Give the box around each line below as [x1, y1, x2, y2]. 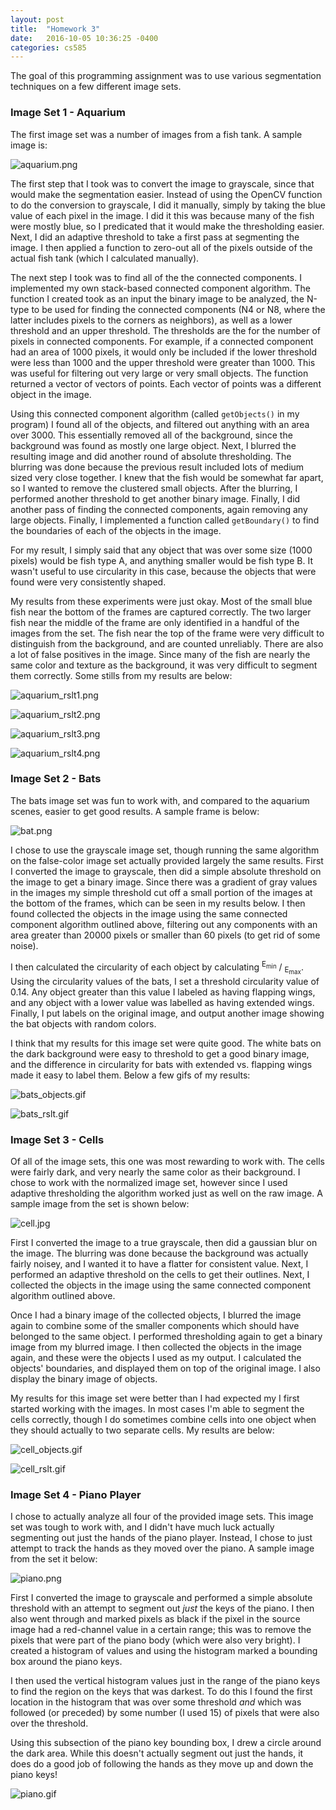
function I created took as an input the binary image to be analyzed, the [10, 292, 305, 305]
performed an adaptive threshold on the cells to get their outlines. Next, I [10, 1268, 310, 1280]
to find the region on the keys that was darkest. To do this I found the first [10, 1686, 313, 1698]
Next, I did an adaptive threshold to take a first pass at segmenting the [10, 231, 300, 243]
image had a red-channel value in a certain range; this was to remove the [10, 1624, 312, 1636]
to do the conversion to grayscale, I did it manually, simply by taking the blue [10, 199, 326, 211]
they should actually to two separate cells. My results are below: [10, 1424, 275, 1436]
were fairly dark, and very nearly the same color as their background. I [10, 1166, 301, 1178]
